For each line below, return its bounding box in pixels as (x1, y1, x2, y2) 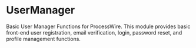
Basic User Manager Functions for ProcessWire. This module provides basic (6, 23, 191, 30)
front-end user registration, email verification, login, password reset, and (6, 29, 182, 36)
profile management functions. (6, 35, 81, 42)
